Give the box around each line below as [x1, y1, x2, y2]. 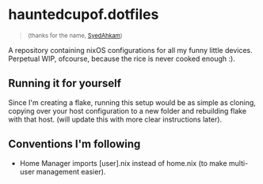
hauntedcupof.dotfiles [8, 6, 159, 24]
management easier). [36, 167, 106, 176]
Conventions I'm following [8, 137, 141, 151]
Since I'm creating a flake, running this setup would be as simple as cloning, [8, 97, 256, 107]
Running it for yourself [8, 77, 121, 90]
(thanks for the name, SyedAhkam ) [27, 32, 123, 39]
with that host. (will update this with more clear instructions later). [8, 115, 223, 124]
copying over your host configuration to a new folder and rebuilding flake [8, 106, 247, 115]
